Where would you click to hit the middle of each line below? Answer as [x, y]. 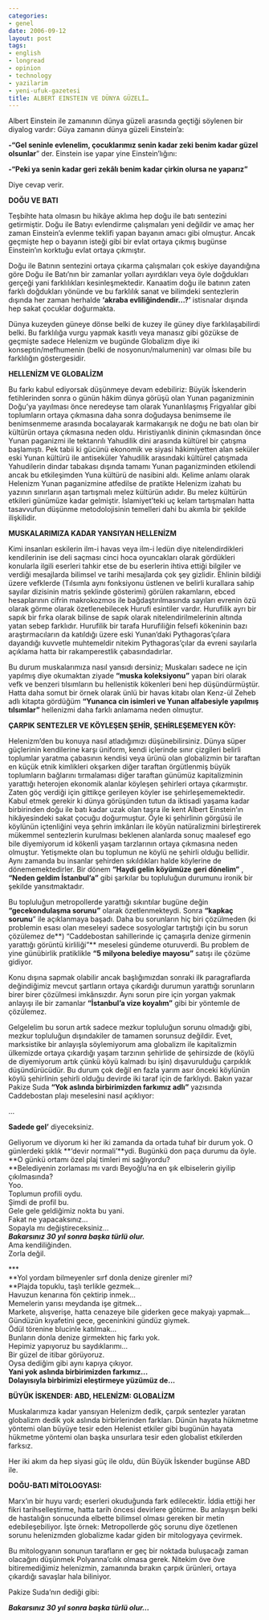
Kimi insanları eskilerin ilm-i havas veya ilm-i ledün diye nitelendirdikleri [126, 549]
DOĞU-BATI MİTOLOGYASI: [55, 1486]
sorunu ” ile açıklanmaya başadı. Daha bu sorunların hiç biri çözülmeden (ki [132, 919]
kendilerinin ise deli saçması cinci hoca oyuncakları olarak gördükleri [122, 558]
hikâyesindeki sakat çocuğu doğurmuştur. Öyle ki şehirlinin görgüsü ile [125, 818]
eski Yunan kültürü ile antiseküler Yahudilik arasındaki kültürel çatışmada [128, 458]
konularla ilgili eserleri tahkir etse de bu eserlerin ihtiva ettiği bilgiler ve [125, 566]
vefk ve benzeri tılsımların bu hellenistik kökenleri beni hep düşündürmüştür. [134, 684]
